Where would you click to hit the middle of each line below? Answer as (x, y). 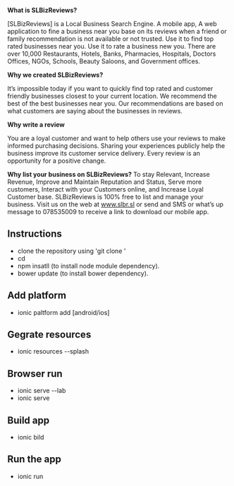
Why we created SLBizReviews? (55, 75)
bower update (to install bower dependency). (83, 273)
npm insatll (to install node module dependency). (88, 266)
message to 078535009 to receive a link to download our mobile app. (108, 212)
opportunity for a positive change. (57, 161)
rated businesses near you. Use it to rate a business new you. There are (112, 46)
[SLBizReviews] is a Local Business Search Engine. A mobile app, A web (112, 24)
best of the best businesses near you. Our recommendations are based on (115, 104)
